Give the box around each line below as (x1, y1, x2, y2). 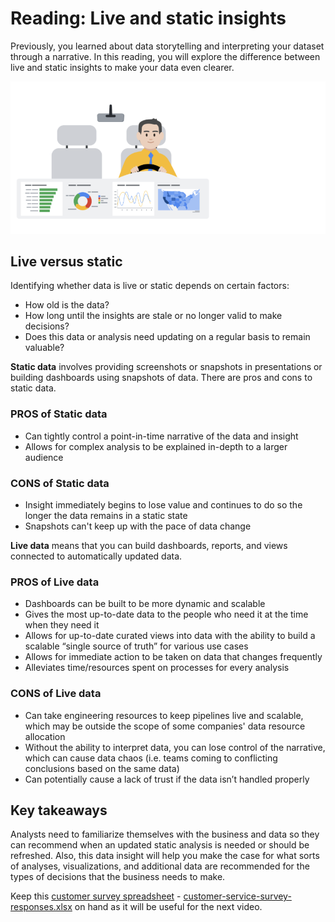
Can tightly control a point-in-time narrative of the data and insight (24, 430, 299, 442)
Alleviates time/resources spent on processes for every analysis (24, 662, 290, 674)
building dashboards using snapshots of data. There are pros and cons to (10, 372, 313, 384)
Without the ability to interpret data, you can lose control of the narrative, (24, 741, 326, 753)
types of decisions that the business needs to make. (10, 871, 226, 883)
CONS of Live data (10, 687, 102, 701)
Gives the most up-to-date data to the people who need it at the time (24, 608, 309, 621)
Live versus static (10, 253, 123, 270)
